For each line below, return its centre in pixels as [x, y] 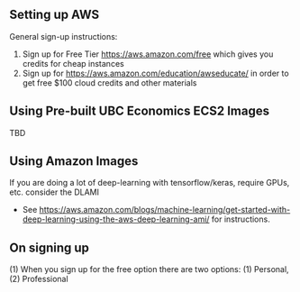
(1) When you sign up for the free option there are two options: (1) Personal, [150, 269]
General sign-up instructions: [64, 36]
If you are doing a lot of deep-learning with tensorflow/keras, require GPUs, [150, 183]
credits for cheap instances [73, 63]
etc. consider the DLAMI [55, 192]
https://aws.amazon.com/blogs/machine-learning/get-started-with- [165, 210]
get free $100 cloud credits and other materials [109, 82]
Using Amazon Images [74, 161]
